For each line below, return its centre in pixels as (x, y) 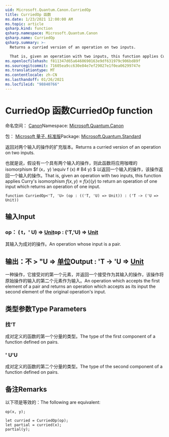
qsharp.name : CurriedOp (30, 38)
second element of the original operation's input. (56, 292)
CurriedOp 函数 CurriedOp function (79, 111)
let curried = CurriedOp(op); (37, 420)
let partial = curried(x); (33, 425)
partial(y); (18, 429)
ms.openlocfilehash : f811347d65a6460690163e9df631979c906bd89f (73, 61)
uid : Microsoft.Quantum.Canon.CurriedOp (48, 10)
